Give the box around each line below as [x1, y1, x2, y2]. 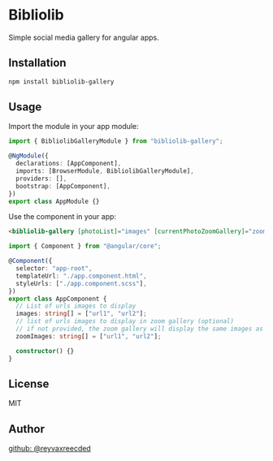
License [8, 377, 50, 390]
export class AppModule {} [8, 197, 100, 205]
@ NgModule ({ [8, 152, 49, 160]
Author [8, 422, 45, 436]
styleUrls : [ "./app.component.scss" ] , [15, 279, 148, 287]
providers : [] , [15, 174, 67, 183]
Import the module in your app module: [8, 122, 140, 131]
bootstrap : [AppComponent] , [15, 182, 111, 190]
